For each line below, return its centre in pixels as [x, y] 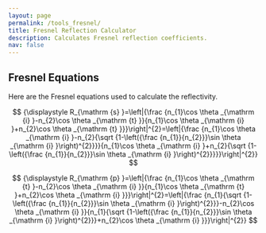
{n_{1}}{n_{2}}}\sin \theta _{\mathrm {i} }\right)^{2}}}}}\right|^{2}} [151, 154]
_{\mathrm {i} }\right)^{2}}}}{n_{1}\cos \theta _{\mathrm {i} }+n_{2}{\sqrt [128, 146]
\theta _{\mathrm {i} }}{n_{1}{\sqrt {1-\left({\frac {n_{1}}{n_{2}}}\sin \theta [133, 212]
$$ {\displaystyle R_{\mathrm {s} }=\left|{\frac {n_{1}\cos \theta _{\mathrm [133, 111]
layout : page [30, 16]
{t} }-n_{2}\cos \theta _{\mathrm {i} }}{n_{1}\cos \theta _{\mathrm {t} [133, 186]
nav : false [26, 45]
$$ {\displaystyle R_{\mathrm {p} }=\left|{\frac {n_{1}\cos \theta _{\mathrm [133, 178]
